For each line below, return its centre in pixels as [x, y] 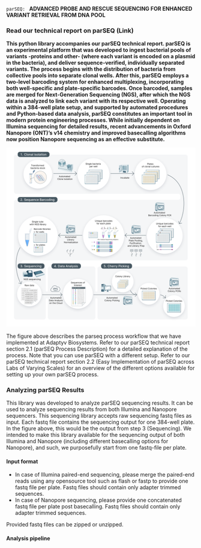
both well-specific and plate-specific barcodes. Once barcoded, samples [100, 88]
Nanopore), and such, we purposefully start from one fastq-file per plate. [97, 448]
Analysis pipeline [28, 538]
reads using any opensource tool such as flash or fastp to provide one [101, 481]
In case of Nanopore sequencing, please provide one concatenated [98, 500]
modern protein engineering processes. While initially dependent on [93, 120]
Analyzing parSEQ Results [45, 390]
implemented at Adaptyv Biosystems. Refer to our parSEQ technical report [98, 342]
